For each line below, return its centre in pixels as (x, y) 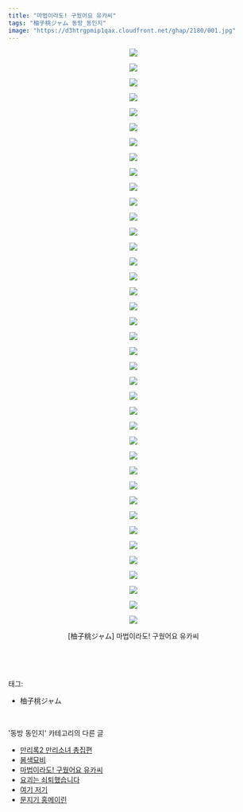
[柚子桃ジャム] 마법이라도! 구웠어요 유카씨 (133, 636)
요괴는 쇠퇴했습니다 (50, 780)
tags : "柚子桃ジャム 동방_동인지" (58, 23)
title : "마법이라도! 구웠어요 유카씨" (62, 16)
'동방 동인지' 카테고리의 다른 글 (56, 733)
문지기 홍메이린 (43, 800)
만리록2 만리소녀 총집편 (56, 750)
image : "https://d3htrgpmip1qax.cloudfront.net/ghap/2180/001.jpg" (122, 30)
